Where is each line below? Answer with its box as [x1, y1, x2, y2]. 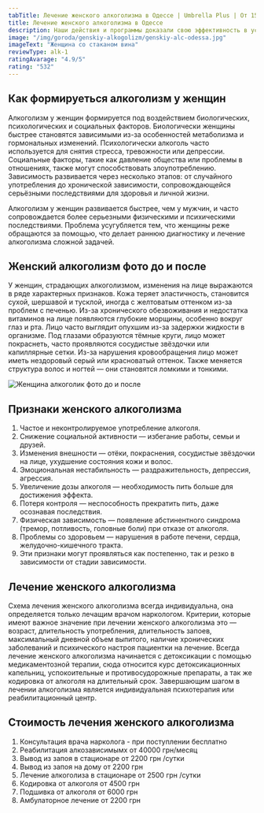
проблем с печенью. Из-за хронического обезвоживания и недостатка [8, 306, 248, 315]
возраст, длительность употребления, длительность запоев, [8, 626, 212, 635]
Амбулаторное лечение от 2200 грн [19, 795, 141, 804]
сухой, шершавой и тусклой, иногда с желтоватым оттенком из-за [8, 297, 233, 307]
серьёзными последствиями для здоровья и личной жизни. [8, 188, 210, 198]
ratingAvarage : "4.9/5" [8, 56, 86, 64]
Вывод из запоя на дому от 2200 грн [19, 762, 144, 771]
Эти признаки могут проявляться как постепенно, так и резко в [19, 549, 235, 559]
